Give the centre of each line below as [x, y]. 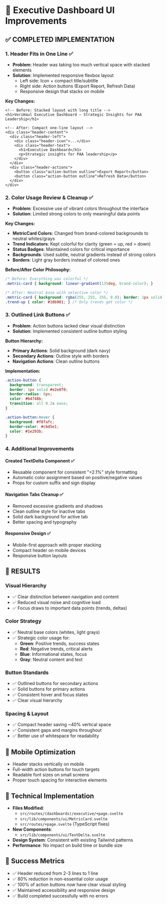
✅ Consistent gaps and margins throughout [57, 730]
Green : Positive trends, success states [59, 643]
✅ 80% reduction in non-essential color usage [60, 879]
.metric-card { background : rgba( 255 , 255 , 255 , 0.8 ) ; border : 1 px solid [84, 297]
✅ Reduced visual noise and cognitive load [56, 602]
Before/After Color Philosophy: [38, 270]
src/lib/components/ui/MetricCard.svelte [63, 819]
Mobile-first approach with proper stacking [57, 545]
